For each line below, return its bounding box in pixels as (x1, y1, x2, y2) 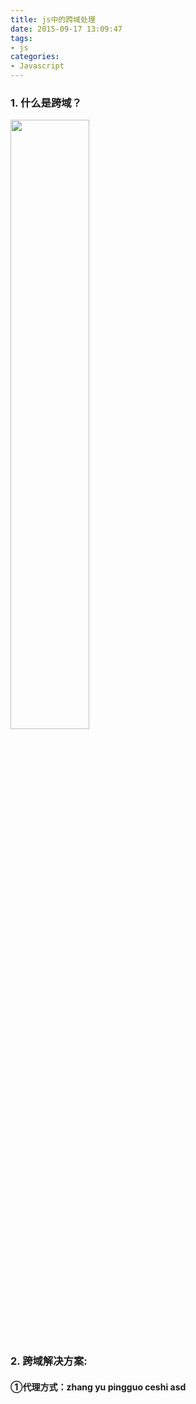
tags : (10, 33, 33, 43)
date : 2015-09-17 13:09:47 (10, 24, 123, 34)
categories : (10, 52, 60, 62)
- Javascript (10, 61, 65, 71)
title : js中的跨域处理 (10, 14, 96, 25)
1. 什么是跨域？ (10, 96, 83, 110)
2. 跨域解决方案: (10, 1354, 88, 1368)
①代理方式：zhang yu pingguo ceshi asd (10, 1381, 187, 1393)
